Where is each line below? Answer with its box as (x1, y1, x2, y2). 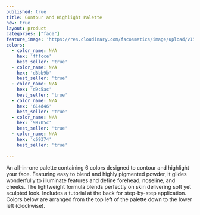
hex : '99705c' (17, 120, 52, 126)
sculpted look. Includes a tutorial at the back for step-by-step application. (6, 189, 186, 196)
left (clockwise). (6, 202, 46, 209)
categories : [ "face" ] (6, 31, 60, 37)
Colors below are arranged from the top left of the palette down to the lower (6, 195, 192, 203)
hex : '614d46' (17, 103, 52, 109)
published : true (6, 8, 46, 15)
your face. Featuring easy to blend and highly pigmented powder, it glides (6, 170, 187, 177)
